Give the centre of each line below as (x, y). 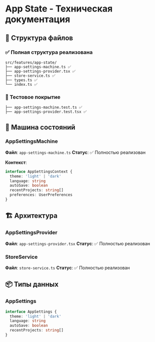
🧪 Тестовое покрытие (33, 97)
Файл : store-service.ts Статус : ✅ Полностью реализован (67, 268)
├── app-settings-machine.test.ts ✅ (44, 108)
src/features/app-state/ (31, 62)
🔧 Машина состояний (40, 127)
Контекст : (16, 162)
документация (38, 19)
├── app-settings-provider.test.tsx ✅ (46, 112)
